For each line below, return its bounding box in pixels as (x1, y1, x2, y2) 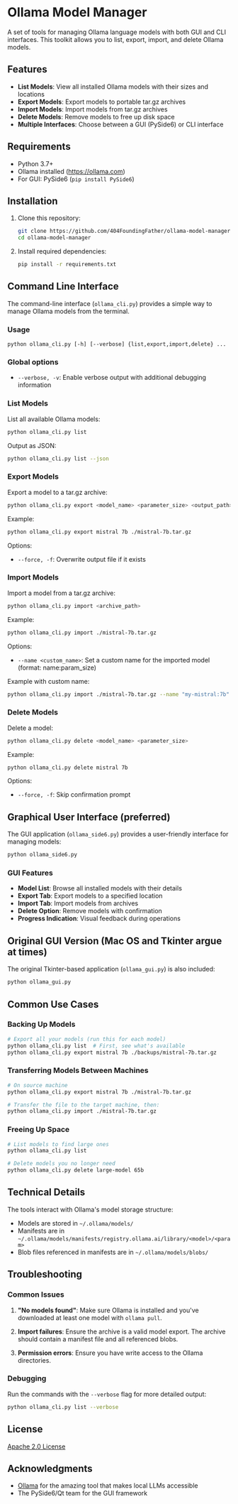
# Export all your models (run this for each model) (7, 1035, 166, 1042)
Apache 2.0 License (7, 1442, 66, 1451)
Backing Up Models (7, 1020, 76, 1030)
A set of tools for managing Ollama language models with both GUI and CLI (7, 28, 227, 36)
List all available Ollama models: (7, 415, 101, 423)
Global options (7, 357, 59, 367)
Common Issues (7, 1290, 65, 1299)
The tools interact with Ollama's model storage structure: (7, 1205, 174, 1214)
